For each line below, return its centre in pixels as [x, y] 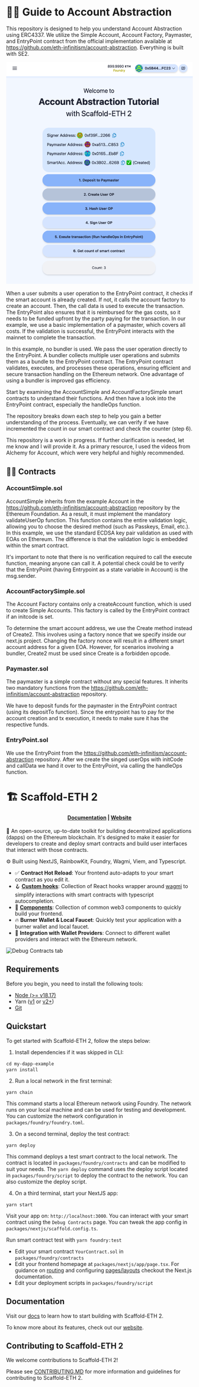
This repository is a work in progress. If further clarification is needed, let [95, 440]
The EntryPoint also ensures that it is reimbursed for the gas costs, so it [93, 312]
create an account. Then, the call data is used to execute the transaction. [95, 306]
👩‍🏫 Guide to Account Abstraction [89, 12]
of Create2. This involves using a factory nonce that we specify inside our [96, 635]
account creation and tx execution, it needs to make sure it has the [87, 718]
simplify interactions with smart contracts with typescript [84, 895]
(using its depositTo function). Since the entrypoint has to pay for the [90, 712]
